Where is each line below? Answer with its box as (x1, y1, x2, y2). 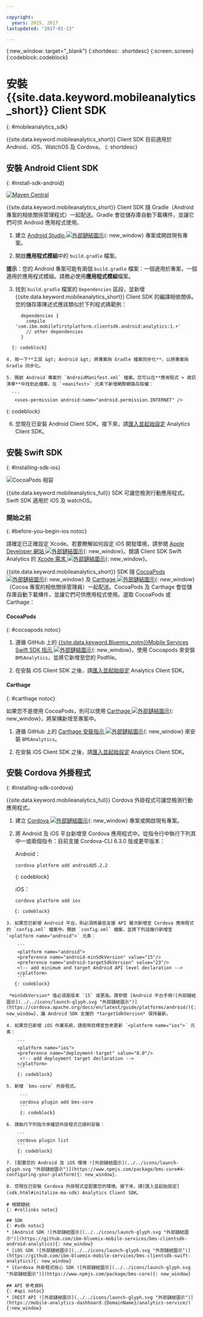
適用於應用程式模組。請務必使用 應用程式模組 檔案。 (6, 273, 134, 280)
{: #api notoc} (6, 1288, 45, 1295)
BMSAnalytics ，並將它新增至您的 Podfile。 (15, 654, 120, 662)
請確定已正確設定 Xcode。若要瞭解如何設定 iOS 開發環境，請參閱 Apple (6, 540, 185, 547)
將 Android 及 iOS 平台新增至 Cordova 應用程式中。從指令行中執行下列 (15, 830, 191, 838)
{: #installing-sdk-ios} (6, 464, 61, 471)
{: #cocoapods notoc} (6, 626, 61, 634)
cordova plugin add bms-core (19, 1099, 94, 1105)
